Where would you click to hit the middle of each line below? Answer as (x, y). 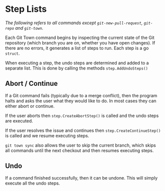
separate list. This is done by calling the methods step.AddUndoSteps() (77, 68)
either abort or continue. (30, 106)
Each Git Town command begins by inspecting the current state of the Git (80, 38)
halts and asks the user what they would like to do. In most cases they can (81, 101)
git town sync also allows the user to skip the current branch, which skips (81, 145)
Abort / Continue (32, 84)
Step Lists (26, 9)
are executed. (19, 121)
